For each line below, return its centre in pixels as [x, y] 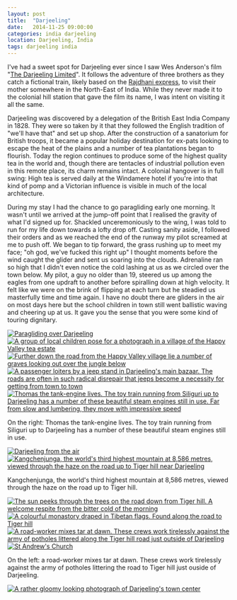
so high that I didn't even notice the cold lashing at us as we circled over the [118, 267]
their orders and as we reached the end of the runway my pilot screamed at [117, 237]
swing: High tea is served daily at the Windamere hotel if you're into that [112, 178]
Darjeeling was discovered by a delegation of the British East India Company [118, 118]
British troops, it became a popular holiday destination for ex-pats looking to [118, 141]
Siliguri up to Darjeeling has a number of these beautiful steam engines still [117, 430]
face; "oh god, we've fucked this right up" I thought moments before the [112, 252]
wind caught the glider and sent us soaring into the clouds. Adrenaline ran [115, 260]
